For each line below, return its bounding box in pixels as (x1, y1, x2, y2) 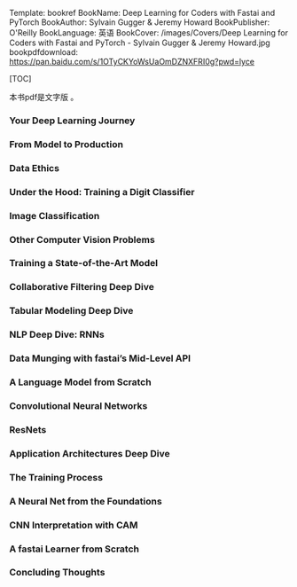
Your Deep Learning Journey (9, 114, 136, 127)
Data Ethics (9, 161, 60, 174)
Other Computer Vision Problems (9, 233, 155, 246)
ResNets (9, 423, 47, 435)
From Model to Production (9, 137, 124, 150)
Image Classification (9, 209, 100, 222)
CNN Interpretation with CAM (9, 519, 138, 531)
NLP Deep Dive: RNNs (9, 328, 105, 340)
